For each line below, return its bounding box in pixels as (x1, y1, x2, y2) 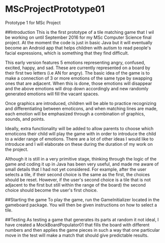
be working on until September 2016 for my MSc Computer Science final (5, 34, 152, 40)
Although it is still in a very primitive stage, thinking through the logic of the (5, 156, 157, 162)
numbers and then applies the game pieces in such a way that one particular (5, 227, 160, 233)
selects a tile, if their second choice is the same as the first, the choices (5, 171, 150, 177)
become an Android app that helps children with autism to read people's (5, 45, 151, 51)
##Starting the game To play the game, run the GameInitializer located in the (5, 196, 160, 202)
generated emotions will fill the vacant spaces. (5, 91, 100, 97)
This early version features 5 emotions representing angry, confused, (5, 59, 145, 65)
